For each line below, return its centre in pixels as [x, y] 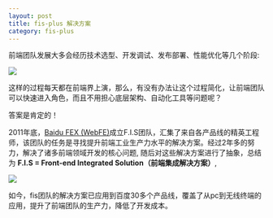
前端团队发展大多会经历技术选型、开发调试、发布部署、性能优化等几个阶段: [134, 55]
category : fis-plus [41, 31]
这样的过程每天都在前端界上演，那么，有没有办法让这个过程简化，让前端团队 [136, 88]
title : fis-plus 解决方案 [50, 24]
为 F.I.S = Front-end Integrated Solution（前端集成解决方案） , [113, 163]
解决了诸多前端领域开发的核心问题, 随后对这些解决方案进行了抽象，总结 [142, 153]
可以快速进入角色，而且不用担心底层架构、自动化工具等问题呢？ [115, 98]
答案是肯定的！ [33, 116]
